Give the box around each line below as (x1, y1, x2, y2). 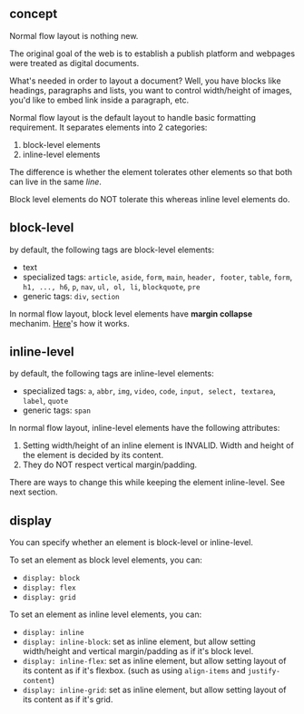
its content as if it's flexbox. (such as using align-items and (22, 665, 246, 676)
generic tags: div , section (22, 290, 120, 301)
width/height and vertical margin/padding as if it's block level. (22, 646, 254, 657)
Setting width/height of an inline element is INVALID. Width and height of (22, 440, 295, 451)
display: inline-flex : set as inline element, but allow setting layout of (22, 656, 287, 667)
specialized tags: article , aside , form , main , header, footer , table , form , (22, 271, 293, 282)
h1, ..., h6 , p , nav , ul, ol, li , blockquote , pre (22, 280, 201, 292)
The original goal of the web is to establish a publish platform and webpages (9, 48, 296, 59)
